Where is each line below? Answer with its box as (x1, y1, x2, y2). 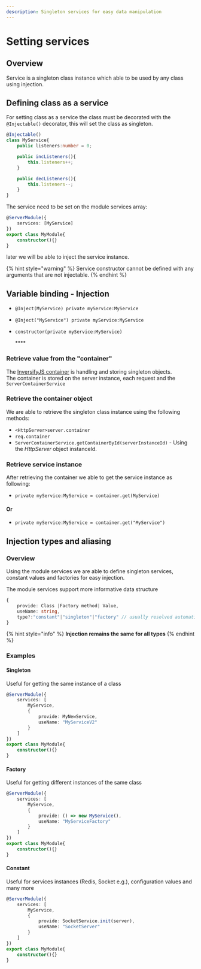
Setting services (6, 34, 90, 48)
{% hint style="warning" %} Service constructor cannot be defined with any (6, 265, 194, 272)
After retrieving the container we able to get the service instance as (6, 474, 172, 481)
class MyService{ (6, 137, 50, 144)
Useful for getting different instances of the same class (6, 779, 142, 786)
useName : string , (17, 608, 60, 614)
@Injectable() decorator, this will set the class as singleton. (6, 120, 154, 128)
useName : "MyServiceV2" (38, 719, 98, 725)
